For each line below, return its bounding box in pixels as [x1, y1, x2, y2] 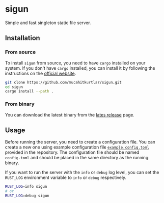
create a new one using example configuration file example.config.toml [5, 144, 150, 150]
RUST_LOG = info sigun [5, 184, 48, 189]
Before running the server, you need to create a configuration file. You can [5, 139, 156, 145]
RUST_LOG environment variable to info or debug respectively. [5, 174, 127, 180]
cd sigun [5, 85, 23, 89]
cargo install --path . [5, 89, 54, 94]
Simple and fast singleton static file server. [5, 20, 91, 26]
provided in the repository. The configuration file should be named [5, 149, 139, 155]
